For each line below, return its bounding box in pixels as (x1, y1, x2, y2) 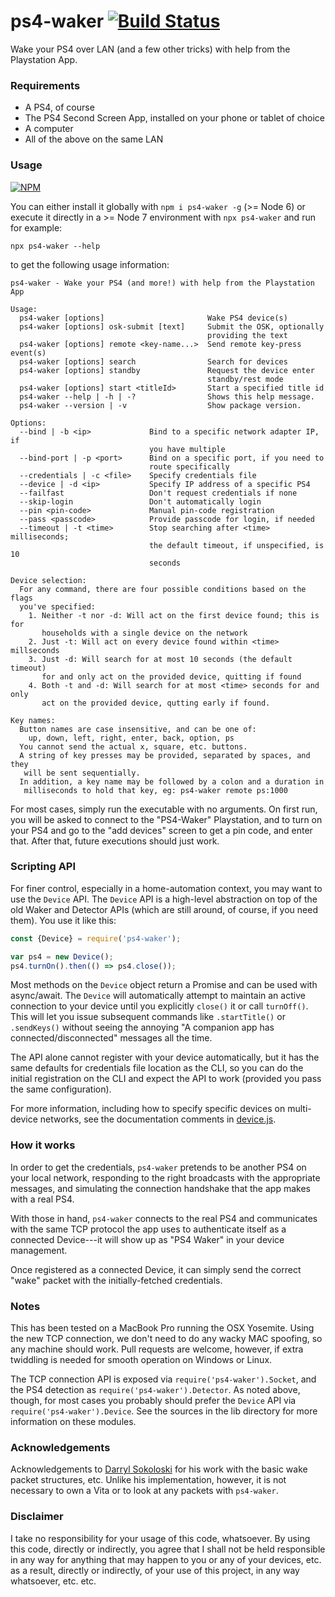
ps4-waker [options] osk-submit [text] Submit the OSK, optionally (19, 321, 325, 332)
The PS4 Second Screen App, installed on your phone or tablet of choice (24, 112, 325, 124)
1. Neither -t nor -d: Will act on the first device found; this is (28, 610, 320, 620)
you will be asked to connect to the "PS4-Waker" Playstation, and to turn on (10, 813, 323, 825)
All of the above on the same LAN (24, 133, 164, 145)
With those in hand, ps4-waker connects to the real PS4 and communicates (10, 1212, 318, 1224)
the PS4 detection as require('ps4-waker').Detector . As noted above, (10, 1384, 301, 1396)
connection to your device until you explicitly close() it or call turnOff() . (10, 1000, 309, 1012)
